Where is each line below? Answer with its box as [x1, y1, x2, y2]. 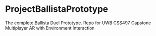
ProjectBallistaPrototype [5, 3, 108, 15]
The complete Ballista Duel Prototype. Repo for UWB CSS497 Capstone [5, 20, 151, 26]
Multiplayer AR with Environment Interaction [5, 25, 95, 31]
